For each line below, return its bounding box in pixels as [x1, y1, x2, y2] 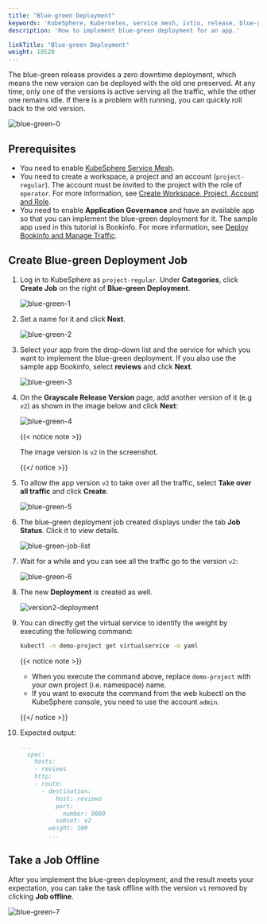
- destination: [41, 787, 91, 795]
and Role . [19, 196, 52, 207]
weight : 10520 [8, 48, 56, 56]
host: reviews [55, 794, 103, 802]
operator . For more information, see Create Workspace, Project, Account [19, 188, 259, 198]
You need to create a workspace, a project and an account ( [19, 172, 217, 181]
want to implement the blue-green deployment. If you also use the [19, 353, 237, 362]
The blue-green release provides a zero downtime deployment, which [8, 70, 237, 79]
